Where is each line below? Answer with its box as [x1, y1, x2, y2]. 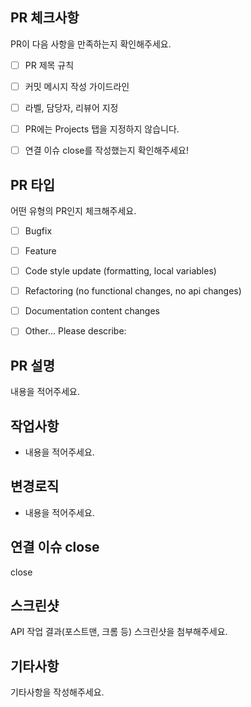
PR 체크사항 [10, 9, 80, 27]
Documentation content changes [24, 305, 160, 317]
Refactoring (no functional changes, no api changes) [24, 285, 242, 297]
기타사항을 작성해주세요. [10, 686, 105, 698]
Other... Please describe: [24, 325, 127, 337]
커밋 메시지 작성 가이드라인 [24, 80, 130, 92]
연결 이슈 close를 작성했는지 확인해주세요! [24, 144, 189, 157]
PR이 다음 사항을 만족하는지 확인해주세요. [10, 38, 172, 50]
